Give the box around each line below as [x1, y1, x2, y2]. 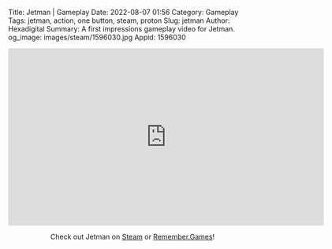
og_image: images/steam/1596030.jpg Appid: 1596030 [8, 32, 187, 42]
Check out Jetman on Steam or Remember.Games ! [50, 232, 215, 241]
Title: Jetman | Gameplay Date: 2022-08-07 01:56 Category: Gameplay [8, 8, 239, 17]
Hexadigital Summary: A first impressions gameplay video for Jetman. [8, 24, 235, 33]
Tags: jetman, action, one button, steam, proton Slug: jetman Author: [8, 16, 230, 25]
